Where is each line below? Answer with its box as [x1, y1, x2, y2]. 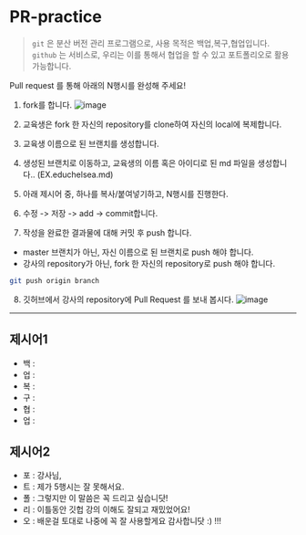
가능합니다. [31, 60, 72, 71]
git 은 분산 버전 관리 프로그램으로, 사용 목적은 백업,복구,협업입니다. [31, 37, 270, 48]
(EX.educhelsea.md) [36, 169, 114, 180]
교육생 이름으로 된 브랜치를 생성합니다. [22, 138, 159, 149]
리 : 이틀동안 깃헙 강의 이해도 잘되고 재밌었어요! [22, 504, 191, 515]
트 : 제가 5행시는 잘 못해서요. [22, 481, 125, 492]
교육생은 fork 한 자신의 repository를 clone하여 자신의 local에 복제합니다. [22, 119, 282, 130]
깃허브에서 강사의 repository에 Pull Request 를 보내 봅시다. [22, 294, 234, 305]
